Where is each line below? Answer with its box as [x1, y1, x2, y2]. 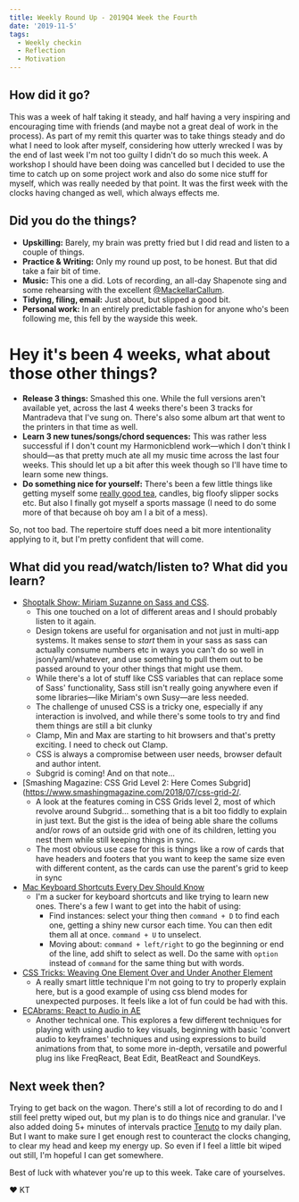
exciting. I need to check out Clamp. [35, 739, 169, 751]
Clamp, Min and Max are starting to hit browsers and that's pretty [35, 730, 276, 741]
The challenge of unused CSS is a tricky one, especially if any [35, 702, 263, 712]
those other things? [9, 363, 158, 383]
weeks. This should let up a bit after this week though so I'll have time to [21, 459, 288, 470]
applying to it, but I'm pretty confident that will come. [9, 534, 204, 544]
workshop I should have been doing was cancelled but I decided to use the [9, 158, 286, 170]
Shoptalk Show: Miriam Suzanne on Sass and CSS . [21, 597, 210, 608]
